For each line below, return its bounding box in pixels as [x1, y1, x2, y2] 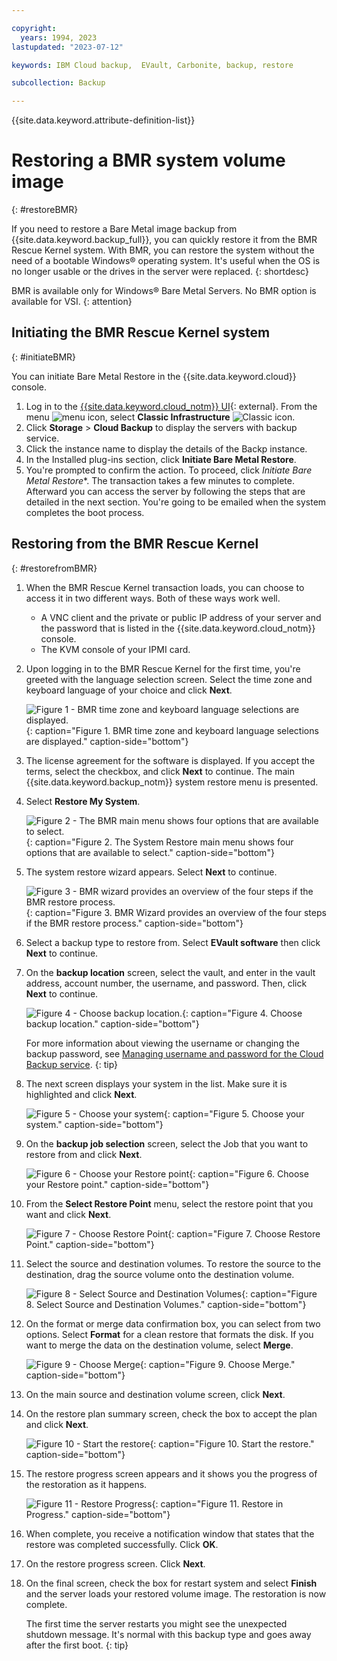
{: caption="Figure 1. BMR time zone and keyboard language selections [25, 724, 319, 736]
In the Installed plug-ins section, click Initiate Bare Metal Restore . [25, 453, 297, 465]
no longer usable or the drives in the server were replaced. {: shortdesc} [11, 266, 309, 278]
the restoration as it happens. [25, 1478, 148, 1490]
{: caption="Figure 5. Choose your [163, 1107, 305, 1120]
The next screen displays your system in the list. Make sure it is [25, 1077, 288, 1090]
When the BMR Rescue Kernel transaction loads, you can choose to [25, 581, 305, 593]
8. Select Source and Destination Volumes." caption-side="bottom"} [25, 1298, 307, 1310]
